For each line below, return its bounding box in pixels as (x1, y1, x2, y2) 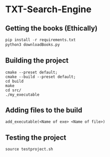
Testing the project (5, 133, 67, 142)
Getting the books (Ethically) (5, 24, 98, 33)
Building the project (5, 56, 69, 65)
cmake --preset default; (5, 70, 58, 75)
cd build (5, 78, 24, 84)
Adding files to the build (5, 106, 83, 114)
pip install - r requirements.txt (5, 37, 76, 42)
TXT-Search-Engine (5, 4, 92, 15)
